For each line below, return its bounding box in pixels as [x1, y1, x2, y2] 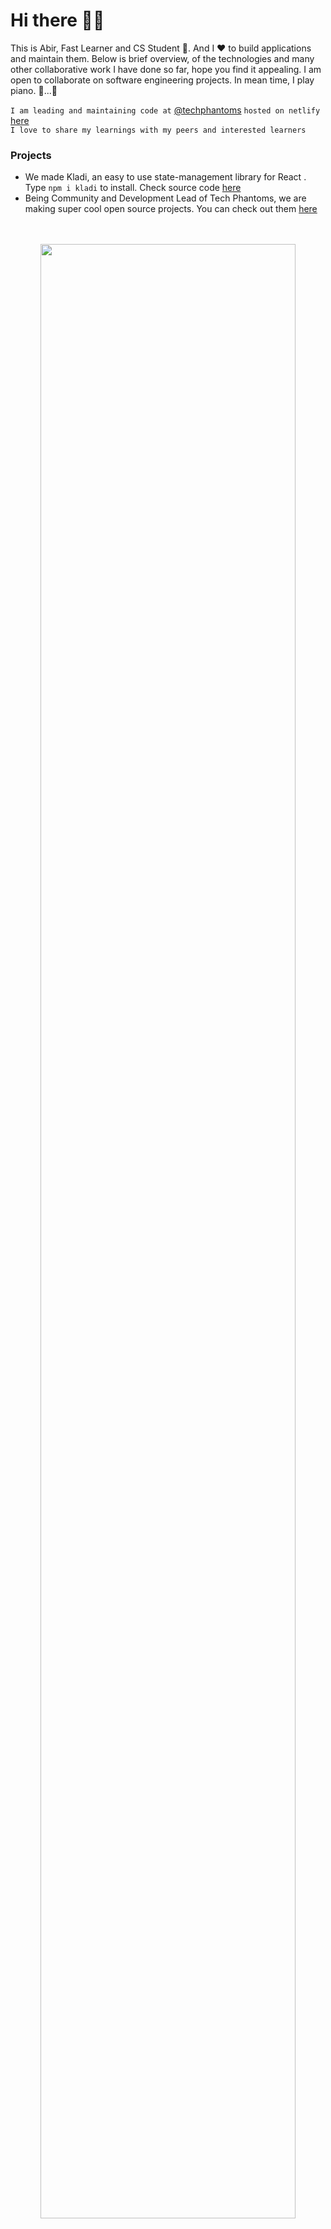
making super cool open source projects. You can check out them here [24, 203, 318, 215]
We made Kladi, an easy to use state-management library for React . [24, 171, 307, 183]
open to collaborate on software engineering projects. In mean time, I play [10, 74, 315, 86]
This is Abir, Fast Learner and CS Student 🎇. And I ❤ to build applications [10, 42, 312, 54]
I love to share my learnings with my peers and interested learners [10, 125, 307, 135]
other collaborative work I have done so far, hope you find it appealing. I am [10, 63, 322, 75]
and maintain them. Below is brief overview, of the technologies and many [10, 52, 315, 64]
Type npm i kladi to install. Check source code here [24, 182, 242, 194]
